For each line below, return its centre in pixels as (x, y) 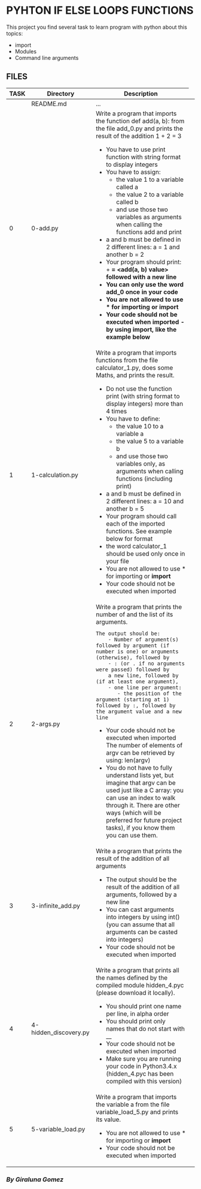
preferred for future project (144, 820)
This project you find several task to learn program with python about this (97, 27)
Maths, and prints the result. (135, 375)
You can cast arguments (140, 909)
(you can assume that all (140, 924)
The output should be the (141, 879)
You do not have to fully (139, 767)
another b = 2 (125, 254)
